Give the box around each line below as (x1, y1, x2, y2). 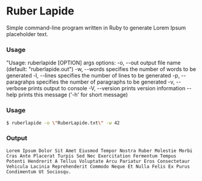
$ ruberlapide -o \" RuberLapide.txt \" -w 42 (6, 120, 120, 126)
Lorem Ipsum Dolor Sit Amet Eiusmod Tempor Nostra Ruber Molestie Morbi (6, 147, 193, 154)
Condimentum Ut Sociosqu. (6, 168, 71, 175)
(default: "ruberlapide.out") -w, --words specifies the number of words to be (6, 66, 197, 73)
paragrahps (6, 78, 35, 85)
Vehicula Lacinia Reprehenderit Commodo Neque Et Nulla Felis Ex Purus (6, 164, 190, 170)
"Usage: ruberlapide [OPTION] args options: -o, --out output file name (6, 59, 181, 67)
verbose (6, 85, 27, 92)
